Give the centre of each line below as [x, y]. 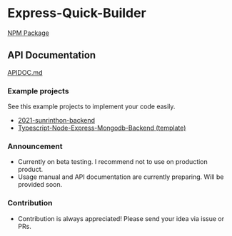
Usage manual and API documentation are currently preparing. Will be [121, 177]
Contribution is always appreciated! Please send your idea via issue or [121, 218]
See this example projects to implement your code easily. [91, 107]
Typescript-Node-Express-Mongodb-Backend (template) [102, 128]
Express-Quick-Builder [77, 13]
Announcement [35, 146]
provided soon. [40, 185]
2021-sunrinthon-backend [56, 120]
